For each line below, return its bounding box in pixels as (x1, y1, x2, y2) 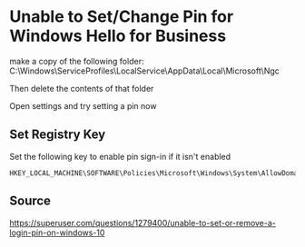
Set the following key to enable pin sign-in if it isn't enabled (9, 151, 231, 162)
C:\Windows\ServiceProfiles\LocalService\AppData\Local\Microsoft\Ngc (9, 65, 280, 76)
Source (9, 193, 52, 209)
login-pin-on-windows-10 (9, 227, 105, 238)
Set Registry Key (9, 127, 106, 143)
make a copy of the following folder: (9, 55, 144, 66)
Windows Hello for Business (9, 25, 227, 46)
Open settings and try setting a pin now (9, 100, 157, 111)
